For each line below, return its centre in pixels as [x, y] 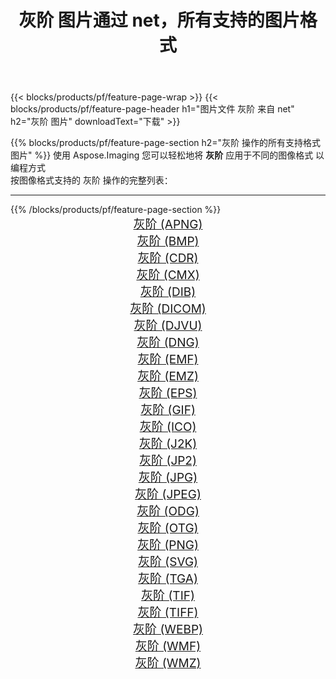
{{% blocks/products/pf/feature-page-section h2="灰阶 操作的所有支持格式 [166, 143]
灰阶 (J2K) [168, 444]
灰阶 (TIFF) [168, 613]
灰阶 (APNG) [168, 225]
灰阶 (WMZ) [168, 663]
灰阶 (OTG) [168, 528]
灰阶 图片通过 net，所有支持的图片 [159, 20]
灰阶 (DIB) [168, 292]
